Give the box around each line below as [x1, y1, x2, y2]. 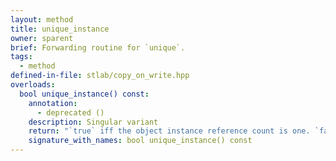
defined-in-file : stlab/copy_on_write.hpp [10, 71, 190, 81]
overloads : [10, 80, 56, 90]
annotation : [28, 98, 78, 108]
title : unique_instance [10, 24, 110, 34]
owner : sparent [10, 33, 74, 43]
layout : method [10, 14, 74, 25]
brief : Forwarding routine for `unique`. [10, 42, 186, 53]
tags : [10, 52, 33, 62]
